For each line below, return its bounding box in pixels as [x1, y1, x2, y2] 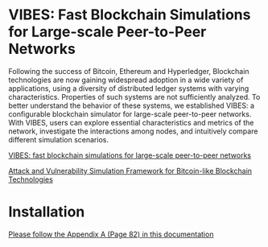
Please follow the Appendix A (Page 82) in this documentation [8, 229, 214, 239]
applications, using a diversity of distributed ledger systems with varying [8, 83, 249, 93]
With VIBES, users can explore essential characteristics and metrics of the [8, 117, 254, 127]
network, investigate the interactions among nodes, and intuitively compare [8, 126, 258, 136]
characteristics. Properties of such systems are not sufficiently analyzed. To [8, 92, 261, 101]
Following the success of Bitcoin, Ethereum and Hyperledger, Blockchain [8, 66, 249, 76]
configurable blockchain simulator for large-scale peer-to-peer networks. [8, 109, 252, 118]
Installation [8, 203, 85, 221]
